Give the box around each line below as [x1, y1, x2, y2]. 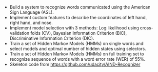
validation [9, 30, 30, 36]
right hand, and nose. [9, 20, 53, 25]
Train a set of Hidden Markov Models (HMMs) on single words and [9, 41, 144, 46]
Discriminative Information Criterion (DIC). [9, 35, 94, 41]
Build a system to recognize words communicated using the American [9, 4, 151, 10]
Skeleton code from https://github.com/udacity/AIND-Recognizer [9, 61, 140, 67]
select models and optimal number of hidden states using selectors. [9, 46, 146, 51]
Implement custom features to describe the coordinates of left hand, [9, 15, 147, 20]
